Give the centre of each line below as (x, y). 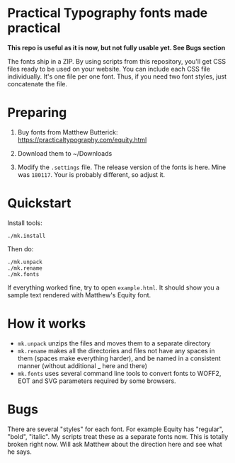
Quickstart (40, 204)
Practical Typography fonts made (108, 13)
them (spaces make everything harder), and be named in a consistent (119, 358)
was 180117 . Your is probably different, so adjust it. (91, 174)
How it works (47, 324)
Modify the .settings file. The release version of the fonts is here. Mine (122, 167)
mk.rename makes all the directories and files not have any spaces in (116, 350)
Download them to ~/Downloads (65, 153)
